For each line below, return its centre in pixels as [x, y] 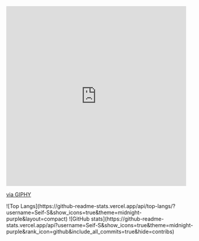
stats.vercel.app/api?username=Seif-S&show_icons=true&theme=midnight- [100, 225]
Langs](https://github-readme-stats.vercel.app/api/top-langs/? [98, 206]
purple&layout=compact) [37, 219]
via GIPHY [19, 195]
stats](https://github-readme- [127, 219]
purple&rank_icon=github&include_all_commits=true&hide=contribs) [91, 231]
